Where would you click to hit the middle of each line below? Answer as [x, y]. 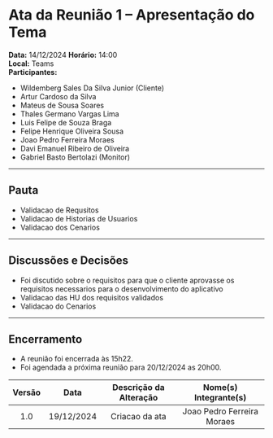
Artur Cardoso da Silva [58, 96]
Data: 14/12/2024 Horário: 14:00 [63, 55]
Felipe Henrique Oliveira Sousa [72, 131]
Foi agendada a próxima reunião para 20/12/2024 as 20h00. [121, 367]
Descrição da [139, 388]
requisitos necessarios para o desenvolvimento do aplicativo [121, 289]
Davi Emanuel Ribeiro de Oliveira [75, 148]
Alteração [139, 398]
